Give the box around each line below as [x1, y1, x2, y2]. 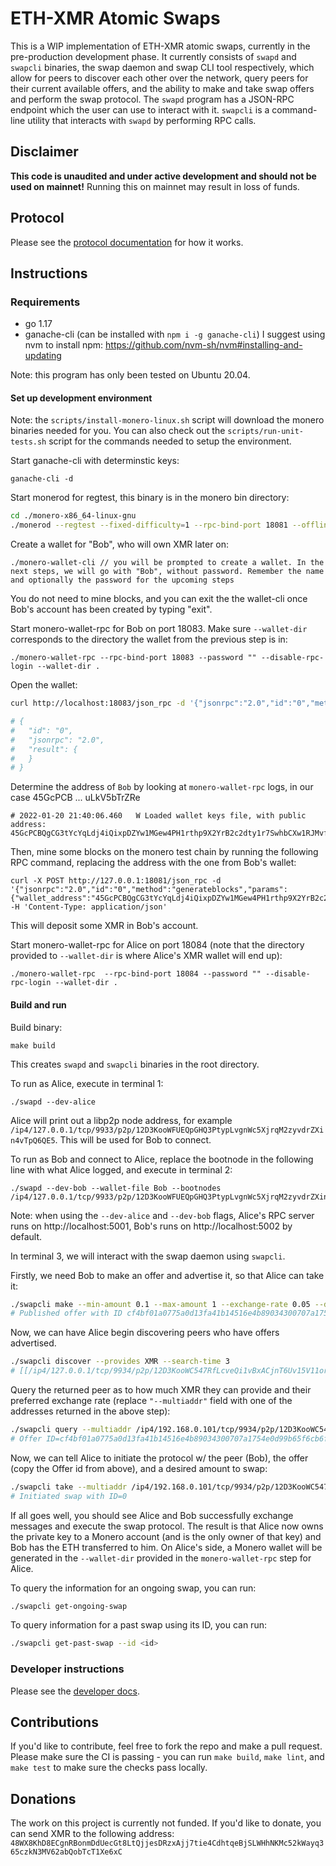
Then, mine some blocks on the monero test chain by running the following [10, 846, 319, 858]
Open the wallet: [10, 679, 78, 691]
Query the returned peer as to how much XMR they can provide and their [10, 1384, 312, 1396]
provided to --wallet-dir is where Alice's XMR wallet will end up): [10, 950, 283, 962]
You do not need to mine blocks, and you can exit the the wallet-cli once [10, 593, 308, 605]
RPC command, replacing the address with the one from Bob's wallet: [10, 857, 297, 869]
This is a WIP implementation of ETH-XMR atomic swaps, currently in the [10, 40, 311, 52]
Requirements [10, 295, 81, 309]
